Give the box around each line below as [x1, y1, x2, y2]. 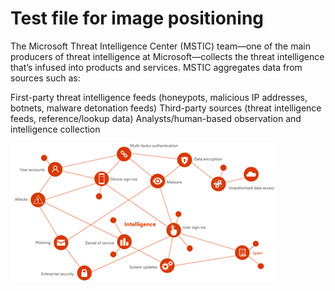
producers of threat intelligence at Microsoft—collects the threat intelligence [10, 50, 325, 62]
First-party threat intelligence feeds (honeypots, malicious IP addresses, [10, 91, 308, 103]
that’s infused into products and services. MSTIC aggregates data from [10, 61, 303, 73]
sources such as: [10, 72, 81, 84]
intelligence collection [10, 123, 101, 135]
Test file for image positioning [10, 7, 265, 30]
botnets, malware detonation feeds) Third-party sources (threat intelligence [10, 102, 322, 114]
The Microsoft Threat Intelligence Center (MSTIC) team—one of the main [10, 40, 311, 52]
